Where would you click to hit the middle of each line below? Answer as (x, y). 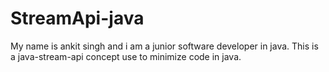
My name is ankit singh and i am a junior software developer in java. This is (164, 46)
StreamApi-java (77, 18)
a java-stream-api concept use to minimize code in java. (126, 56)
